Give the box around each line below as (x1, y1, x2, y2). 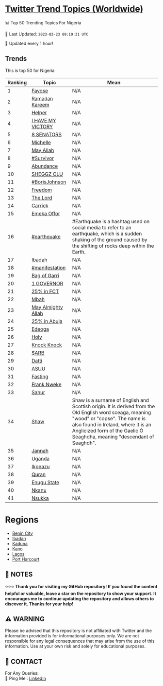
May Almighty (31, 304, 63, 310)
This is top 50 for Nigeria (5, 67, 55, 73)
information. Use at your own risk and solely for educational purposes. (5, 643, 146, 649)
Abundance (31, 162, 58, 169)
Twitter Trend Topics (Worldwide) (5, 3, 144, 15)
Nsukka (31, 495, 49, 502)
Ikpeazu (31, 463, 50, 470)
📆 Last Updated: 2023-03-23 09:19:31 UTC (5, 31, 89, 37)
